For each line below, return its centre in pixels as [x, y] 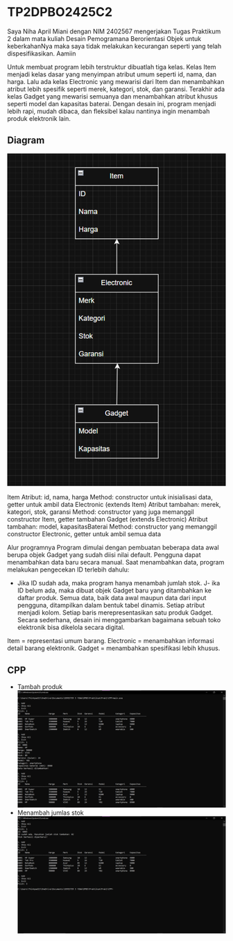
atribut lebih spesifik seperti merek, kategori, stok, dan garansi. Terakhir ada [116, 89]
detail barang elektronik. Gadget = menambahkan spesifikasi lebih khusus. [114, 648]
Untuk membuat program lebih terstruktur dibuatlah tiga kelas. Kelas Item [112, 67]
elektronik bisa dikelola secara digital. [71, 627]
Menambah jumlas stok [51, 813]
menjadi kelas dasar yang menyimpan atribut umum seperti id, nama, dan [112, 74]
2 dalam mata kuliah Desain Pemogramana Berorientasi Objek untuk [104, 38]
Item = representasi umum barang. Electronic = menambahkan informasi [111, 641]
